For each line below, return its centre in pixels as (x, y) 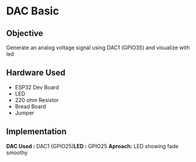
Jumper (25, 113)
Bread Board (30, 106)
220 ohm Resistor (37, 100)
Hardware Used (36, 73)
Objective (25, 33)
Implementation (37, 132)
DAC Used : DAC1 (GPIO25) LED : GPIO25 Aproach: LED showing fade (92, 146)
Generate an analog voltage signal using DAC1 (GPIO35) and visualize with (98, 47)
